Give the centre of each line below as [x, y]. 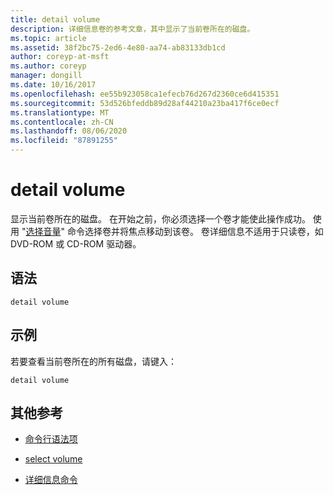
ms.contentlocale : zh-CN [62, 122]
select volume [53, 459]
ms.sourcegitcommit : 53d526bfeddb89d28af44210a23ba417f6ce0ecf [145, 103]
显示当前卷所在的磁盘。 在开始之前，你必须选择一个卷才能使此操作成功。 [160, 218]
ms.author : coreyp [48, 66]
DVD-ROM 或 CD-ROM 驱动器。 [76, 243]
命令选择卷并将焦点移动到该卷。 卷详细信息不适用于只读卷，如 [195, 231]
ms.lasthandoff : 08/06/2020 [69, 131]
